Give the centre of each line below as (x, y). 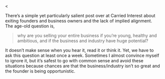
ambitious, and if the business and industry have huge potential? (83, 41)
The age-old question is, (30, 26)
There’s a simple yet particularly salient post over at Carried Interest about (80, 15)
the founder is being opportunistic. (40, 71)
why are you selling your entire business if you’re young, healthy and (87, 36)
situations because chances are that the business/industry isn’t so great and (82, 66)
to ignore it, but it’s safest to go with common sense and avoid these (74, 61)
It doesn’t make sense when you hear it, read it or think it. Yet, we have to (80, 50)
